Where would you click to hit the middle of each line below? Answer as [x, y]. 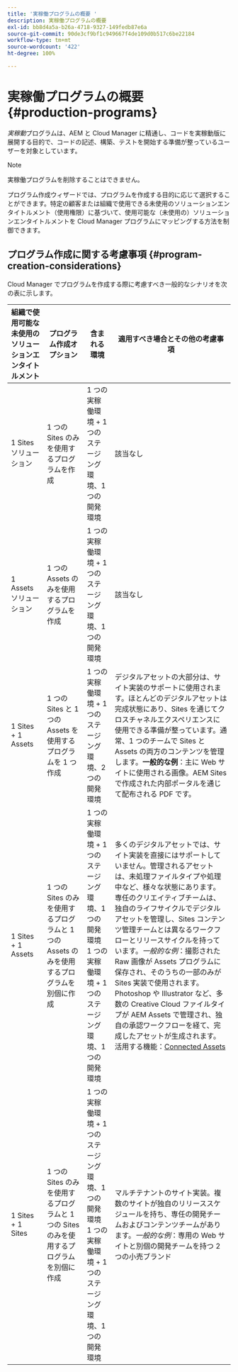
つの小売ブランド [143, 1256]
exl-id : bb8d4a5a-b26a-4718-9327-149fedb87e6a [77, 27]
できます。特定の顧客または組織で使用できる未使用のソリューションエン [125, 203]
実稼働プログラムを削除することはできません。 [75, 179]
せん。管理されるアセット [171, 866]
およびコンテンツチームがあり [171, 1225]
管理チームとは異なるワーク [168, 930]
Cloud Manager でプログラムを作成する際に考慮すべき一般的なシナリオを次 [117, 284]
